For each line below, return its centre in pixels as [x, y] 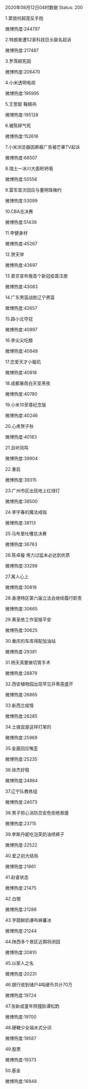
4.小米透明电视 [20, 83]
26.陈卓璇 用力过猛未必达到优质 [37, 555]
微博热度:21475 [21, 888]
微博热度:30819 [21, 587]
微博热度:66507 [21, 158]
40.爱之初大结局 [22, 856]
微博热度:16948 [21, 1081]
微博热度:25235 [21, 759]
